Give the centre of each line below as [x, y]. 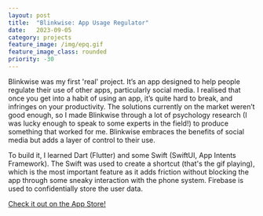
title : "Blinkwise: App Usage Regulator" [79, 23]
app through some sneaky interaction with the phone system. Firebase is [126, 180]
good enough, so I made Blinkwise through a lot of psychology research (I [128, 115]
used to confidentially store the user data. [76, 189]
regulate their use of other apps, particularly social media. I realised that [124, 90]
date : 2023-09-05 [40, 30]
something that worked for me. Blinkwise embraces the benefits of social [126, 131]
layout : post [29, 15]
